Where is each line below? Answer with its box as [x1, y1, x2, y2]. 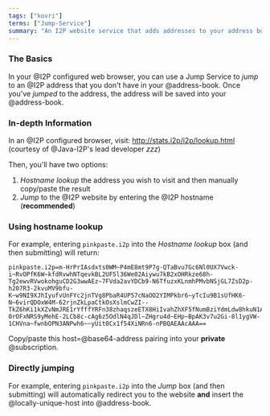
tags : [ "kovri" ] [8, 11, 63, 20]
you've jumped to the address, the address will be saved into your [8, 89, 227, 98]
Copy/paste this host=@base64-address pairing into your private [8, 334, 226, 344]
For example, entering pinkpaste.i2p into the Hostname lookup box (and [8, 239, 248, 249]
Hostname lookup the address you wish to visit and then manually [19, 175, 239, 185]
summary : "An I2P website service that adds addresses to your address [8, 27, 253, 35]
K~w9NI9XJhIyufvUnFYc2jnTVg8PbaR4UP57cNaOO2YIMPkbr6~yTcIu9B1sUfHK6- [8, 291, 247, 300]
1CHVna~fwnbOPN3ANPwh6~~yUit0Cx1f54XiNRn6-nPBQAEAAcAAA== [8, 319, 207, 328]
